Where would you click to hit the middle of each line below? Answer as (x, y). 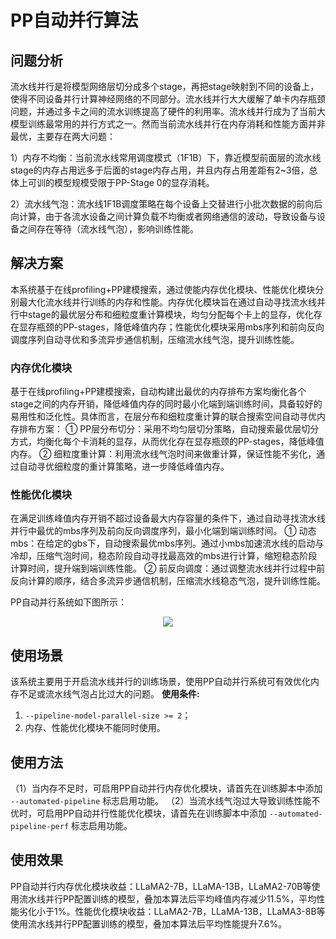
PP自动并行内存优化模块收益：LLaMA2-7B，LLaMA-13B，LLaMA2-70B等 (161, 886)
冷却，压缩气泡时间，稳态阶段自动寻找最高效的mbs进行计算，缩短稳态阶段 (164, 556)
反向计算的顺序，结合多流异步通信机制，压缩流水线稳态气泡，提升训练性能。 (168, 581)
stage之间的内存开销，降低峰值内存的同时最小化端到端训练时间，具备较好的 (166, 404)
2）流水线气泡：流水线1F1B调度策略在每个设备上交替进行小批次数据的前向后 (166, 204)
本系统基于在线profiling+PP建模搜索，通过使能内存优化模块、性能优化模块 (163, 289)
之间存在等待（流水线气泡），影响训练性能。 (108, 229)
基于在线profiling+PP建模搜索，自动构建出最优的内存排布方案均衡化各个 (158, 392)
